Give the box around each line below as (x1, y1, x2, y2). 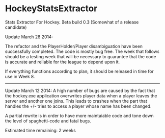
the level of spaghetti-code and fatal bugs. (5, 118, 92, 124)
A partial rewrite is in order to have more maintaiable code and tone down (5, 113, 154, 118)
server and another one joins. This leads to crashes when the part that (5, 98, 147, 104)
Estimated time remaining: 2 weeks (5, 127, 76, 133)
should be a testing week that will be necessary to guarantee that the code (5, 53, 156, 59)
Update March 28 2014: (5, 34, 53, 40)
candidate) (5, 24, 27, 30)
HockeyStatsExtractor (5, 3, 98, 14)
